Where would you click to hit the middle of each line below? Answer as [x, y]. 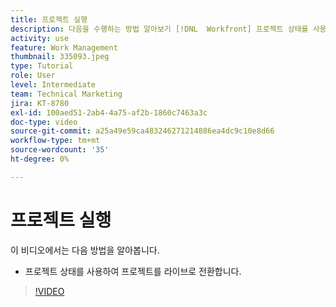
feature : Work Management [64, 47]
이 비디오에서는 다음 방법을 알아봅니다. [85, 250]
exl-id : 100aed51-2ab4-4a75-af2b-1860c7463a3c [109, 112]
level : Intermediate [53, 85]
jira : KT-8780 [40, 103]
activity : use [40, 38]
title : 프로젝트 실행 [49, 19]
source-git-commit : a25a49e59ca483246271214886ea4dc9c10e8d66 [142, 131]
